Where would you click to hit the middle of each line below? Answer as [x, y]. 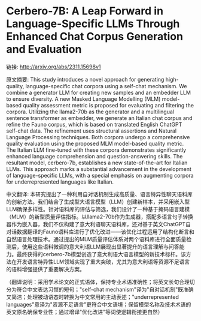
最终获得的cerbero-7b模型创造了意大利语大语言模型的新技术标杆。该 [101, 254]
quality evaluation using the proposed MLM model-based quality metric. [95, 143]
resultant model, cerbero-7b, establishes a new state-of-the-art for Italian [97, 163]
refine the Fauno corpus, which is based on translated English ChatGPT [94, 124]
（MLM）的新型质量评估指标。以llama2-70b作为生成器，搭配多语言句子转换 [100, 217]
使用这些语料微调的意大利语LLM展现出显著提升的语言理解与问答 [100, 247]
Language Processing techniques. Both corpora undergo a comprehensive [98, 137]
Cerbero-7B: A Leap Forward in [85, 11]
